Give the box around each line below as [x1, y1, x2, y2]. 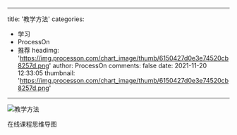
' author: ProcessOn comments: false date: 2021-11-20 [49, 61, 207, 70]
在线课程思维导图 [7, 120, 57, 128]
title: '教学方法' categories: [7, 15, 85, 23]
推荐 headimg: [17, 46, 60, 54]
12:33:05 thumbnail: [17, 69, 75, 77]
